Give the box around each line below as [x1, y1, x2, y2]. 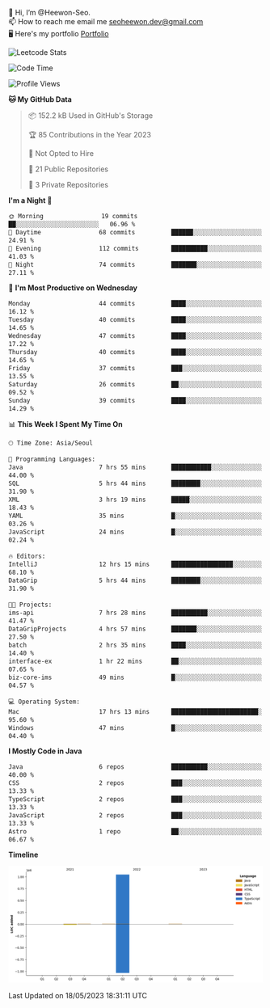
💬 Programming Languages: [8, 455, 95, 463]
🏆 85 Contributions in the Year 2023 [27, 130, 152, 139]
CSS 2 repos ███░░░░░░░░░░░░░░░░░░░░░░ [8, 779, 263, 787]
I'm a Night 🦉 [8, 196, 53, 205]
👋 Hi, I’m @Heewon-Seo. [8, 8, 91, 17]
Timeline [8, 850, 39, 859]
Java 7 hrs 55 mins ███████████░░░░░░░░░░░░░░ [8, 463, 263, 471]
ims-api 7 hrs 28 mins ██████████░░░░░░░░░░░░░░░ [8, 609, 263, 617]
